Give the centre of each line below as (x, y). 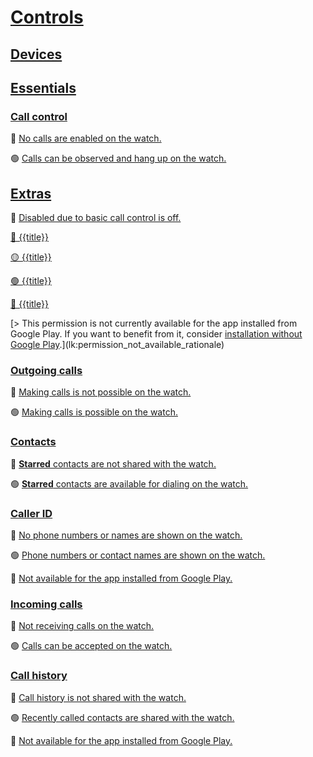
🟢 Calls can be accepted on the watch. (91, 646)
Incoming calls (46, 604)
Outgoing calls (46, 370)
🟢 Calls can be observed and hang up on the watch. (118, 158)
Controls (47, 17)
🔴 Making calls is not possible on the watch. (101, 392)
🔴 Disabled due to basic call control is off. (96, 218)
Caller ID (31, 513)
